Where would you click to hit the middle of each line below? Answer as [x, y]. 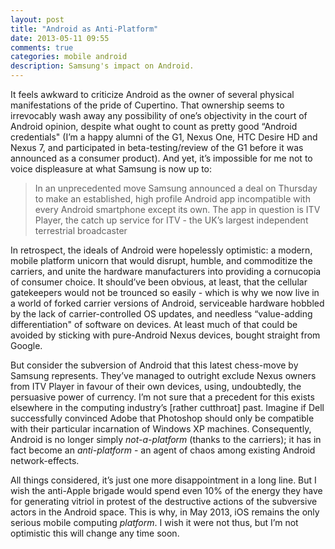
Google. [26, 345]
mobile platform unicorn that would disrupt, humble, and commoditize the [161, 260]
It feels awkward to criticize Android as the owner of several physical [152, 94]
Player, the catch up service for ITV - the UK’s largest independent [171, 220]
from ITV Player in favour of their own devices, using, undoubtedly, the [156, 386]
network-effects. [45, 460]
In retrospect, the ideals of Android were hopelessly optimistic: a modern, [161, 250]
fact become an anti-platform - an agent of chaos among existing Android [163, 450]
